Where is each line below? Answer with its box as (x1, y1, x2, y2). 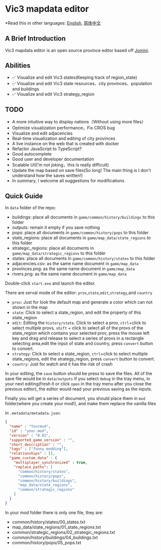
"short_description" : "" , (9, 442, 64, 447)
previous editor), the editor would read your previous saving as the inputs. (5, 386, 152, 392)
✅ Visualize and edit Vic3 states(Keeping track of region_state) (12, 74, 137, 80)
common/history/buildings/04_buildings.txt (12, 534, 98, 540)
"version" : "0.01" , (9, 433, 51, 438)
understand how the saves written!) (12, 172, 83, 178)
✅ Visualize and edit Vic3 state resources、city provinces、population (12, 80, 152, 86)
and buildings (12, 86, 40, 92)
